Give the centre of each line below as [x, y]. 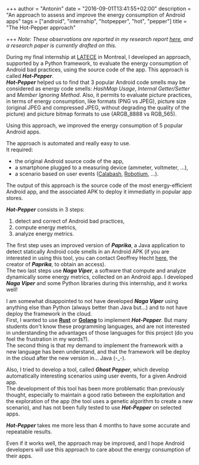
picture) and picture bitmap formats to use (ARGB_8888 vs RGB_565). [91, 114]
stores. [15, 198]
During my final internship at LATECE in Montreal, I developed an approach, [99, 57]
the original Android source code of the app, [69, 161]
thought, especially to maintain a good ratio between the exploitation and [96, 395]
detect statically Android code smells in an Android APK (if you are [88, 252]
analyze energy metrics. [44, 234]
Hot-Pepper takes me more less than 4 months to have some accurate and [98, 425]
